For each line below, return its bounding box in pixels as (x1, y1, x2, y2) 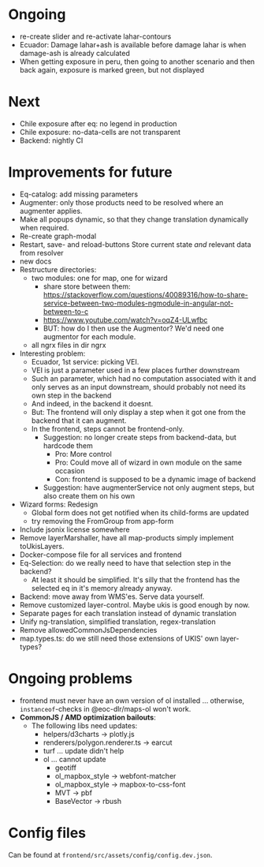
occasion (54, 465, 85, 475)
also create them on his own (43, 491, 136, 500)
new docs (19, 256, 52, 266)
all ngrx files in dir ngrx (31, 340, 106, 349)
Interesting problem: (19, 349, 86, 358)
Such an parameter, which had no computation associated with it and (31, 373, 257, 383)
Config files (8, 824, 87, 842)
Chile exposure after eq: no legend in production (19, 118, 177, 128)
